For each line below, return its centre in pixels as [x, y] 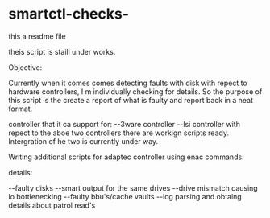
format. [21, 109]
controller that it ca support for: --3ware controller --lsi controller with [124, 124]
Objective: [25, 67]
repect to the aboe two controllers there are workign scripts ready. [119, 133]
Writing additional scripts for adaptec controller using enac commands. [126, 157]
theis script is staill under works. [62, 51]
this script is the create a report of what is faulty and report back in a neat [131, 100]
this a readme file [37, 36]
